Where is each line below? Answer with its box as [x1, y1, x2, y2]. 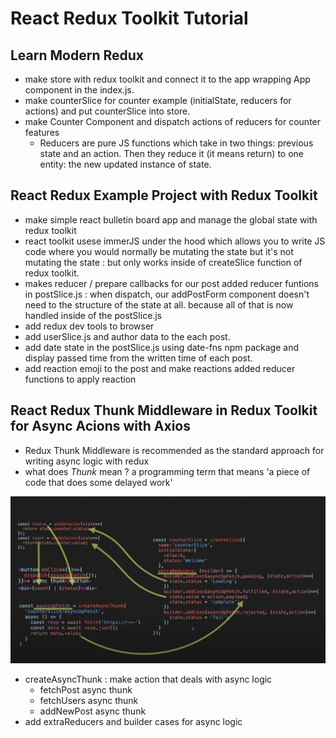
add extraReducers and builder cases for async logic [24, 716, 243, 728]
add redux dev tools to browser [24, 320, 155, 332]
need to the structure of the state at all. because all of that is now [24, 298, 294, 311]
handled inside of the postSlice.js [24, 309, 163, 321]
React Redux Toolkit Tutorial [10, 7, 249, 30]
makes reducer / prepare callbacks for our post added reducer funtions [24, 277, 320, 289]
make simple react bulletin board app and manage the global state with [24, 213, 318, 226]
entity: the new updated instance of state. [39, 158, 212, 170]
